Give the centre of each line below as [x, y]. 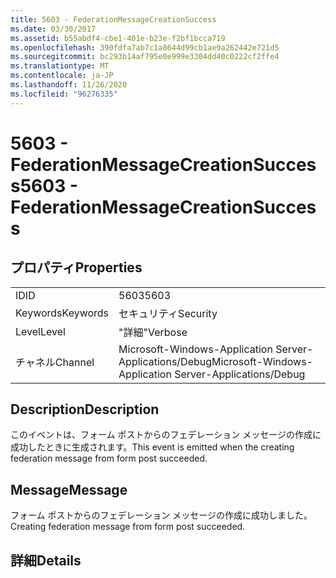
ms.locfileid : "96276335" [64, 94]
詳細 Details [46, 560]
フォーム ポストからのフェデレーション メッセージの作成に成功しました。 [161, 515]
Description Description [85, 409]
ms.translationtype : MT [60, 66]
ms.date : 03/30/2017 [53, 29]
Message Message [69, 489]
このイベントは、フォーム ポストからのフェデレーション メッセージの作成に [166, 435]
